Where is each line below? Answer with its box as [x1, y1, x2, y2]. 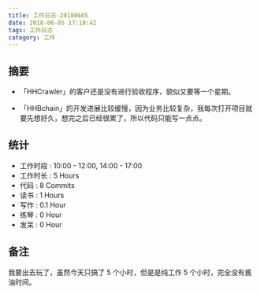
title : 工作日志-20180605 [8, 11, 89, 20]
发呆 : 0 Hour [19, 219, 62, 229]
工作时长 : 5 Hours [19, 171, 80, 180]
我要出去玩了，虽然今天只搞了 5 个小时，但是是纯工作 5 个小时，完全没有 [8, 267, 246, 277]
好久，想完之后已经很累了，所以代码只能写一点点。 [40, 113, 206, 123]
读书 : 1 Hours [19, 190, 65, 200]
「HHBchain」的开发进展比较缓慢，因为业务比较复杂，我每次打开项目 [19, 104, 246, 113]
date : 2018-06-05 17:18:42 [8, 19, 97, 27]
